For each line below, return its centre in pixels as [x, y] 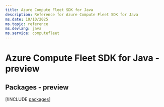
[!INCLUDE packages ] [28, 99]
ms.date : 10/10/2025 [27, 19]
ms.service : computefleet [32, 33]
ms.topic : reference [27, 24]
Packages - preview [37, 87]
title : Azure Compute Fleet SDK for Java [49, 10]
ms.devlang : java [23, 29]
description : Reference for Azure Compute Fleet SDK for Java [72, 15]
